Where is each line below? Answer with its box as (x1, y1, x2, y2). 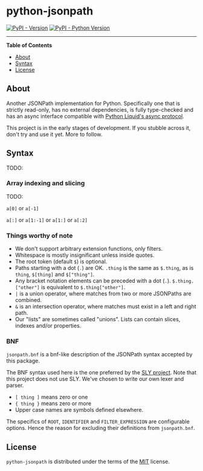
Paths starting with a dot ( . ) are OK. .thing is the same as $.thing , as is (14, 264, 194, 272)
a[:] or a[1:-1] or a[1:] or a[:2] (6, 216, 88, 223)
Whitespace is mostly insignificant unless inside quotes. (14, 252, 155, 259)
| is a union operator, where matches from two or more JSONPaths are (14, 290, 192, 297)
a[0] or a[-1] (6, 204, 39, 212)
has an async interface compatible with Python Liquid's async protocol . (6, 112, 184, 120)
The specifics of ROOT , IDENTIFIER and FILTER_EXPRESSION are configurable (6, 418, 190, 425)
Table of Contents (6, 41, 53, 49)
